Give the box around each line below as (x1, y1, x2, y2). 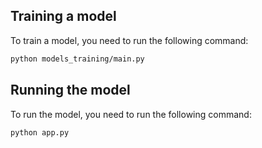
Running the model (10, 82, 131, 99)
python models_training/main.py (10, 54, 145, 64)
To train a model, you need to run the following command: (10, 34, 249, 46)
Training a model (10, 8, 117, 25)
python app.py (10, 127, 70, 138)
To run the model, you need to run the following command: (10, 108, 252, 120)
